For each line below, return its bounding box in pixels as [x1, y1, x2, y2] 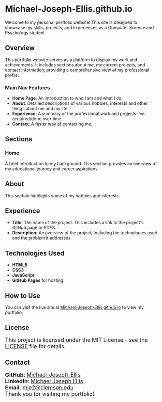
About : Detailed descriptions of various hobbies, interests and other [12, 100, 148, 106]
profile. [5, 72, 19, 78]
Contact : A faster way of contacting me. [12, 121, 93, 127]
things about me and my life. [12, 106, 69, 112]
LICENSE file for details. [5, 343, 66, 350]
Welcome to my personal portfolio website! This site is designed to [5, 19, 138, 25]
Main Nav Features [5, 84, 50, 91]
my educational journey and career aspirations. [5, 166, 99, 172]
